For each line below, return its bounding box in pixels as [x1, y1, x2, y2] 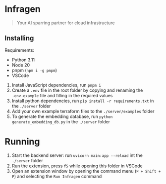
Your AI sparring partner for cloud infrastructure [16, 20, 115, 26]
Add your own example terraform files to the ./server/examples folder [11, 108, 155, 114]
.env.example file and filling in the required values [11, 92, 113, 98]
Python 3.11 [11, 57, 35, 63]
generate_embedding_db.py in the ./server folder [11, 118, 110, 124]
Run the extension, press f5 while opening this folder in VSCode [11, 163, 143, 169]
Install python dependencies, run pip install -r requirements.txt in [11, 98, 154, 104]
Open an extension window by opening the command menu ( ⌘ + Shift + [11, 168, 161, 174]
